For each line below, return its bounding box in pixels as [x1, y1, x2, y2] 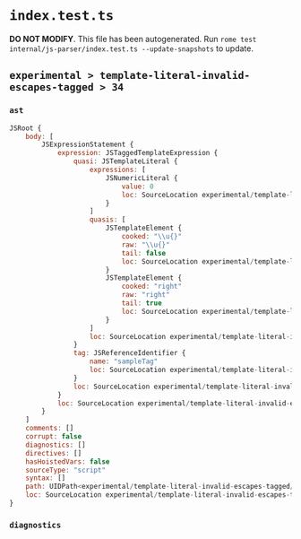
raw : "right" [121, 291, 170, 300]
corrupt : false [25, 432, 82, 441]
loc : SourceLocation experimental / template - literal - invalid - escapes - [25, 491, 291, 500]
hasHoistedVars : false [25, 456, 110, 466]
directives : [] [25, 448, 82, 457]
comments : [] [25, 424, 74, 433]
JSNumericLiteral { [105, 173, 178, 182]
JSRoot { [9, 124, 42, 133]
